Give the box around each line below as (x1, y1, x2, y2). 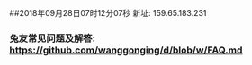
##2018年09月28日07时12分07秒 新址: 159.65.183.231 (9, 8, 207, 18)
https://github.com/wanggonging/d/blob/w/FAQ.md (9, 44, 243, 56)
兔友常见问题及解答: (9, 32, 96, 45)
